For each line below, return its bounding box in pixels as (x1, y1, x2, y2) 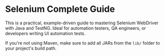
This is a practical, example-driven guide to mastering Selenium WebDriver (5, 20, 159, 26)
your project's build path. (5, 45, 57, 51)
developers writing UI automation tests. (5, 30, 86, 36)
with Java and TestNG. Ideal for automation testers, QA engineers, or (5, 25, 146, 31)
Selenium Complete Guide (5, 3, 115, 15)
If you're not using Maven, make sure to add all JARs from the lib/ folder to (5, 40, 160, 46)
